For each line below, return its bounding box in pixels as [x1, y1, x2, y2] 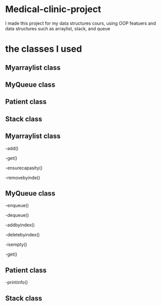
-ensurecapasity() [5, 165, 43, 171]
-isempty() [5, 241, 28, 248]
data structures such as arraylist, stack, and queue [5, 25, 111, 31]
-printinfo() [5, 279, 28, 285]
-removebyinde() [5, 174, 40, 180]
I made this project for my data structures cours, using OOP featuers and [5, 20, 156, 26]
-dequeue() [5, 212, 29, 218]
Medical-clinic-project [5, 4, 102, 15]
